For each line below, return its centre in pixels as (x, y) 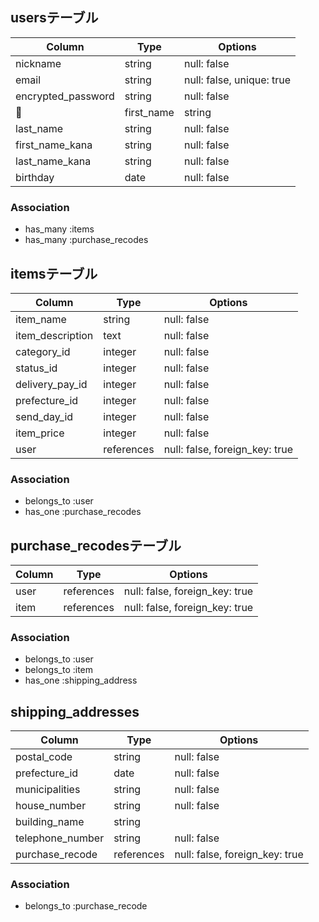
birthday (35, 177)
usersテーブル (54, 18)
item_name (41, 319)
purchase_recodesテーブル (96, 545)
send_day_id (44, 416)
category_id (43, 351)
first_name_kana (54, 145)
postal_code (44, 757)
